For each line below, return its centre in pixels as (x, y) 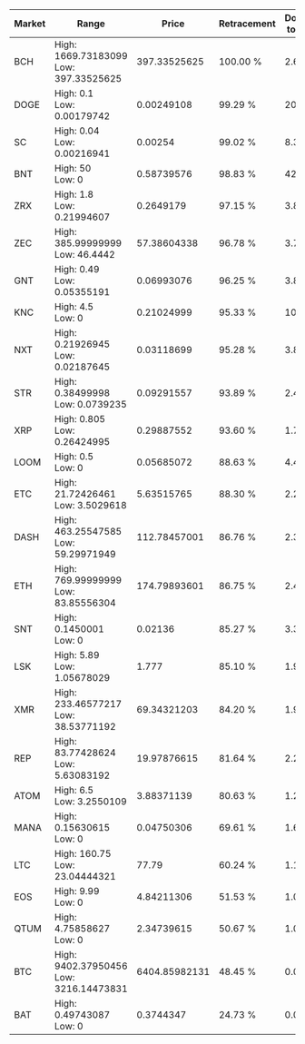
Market (30, 24)
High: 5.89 (77, 655)
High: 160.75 (83, 854)
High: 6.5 (74, 790)
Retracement (247, 24)
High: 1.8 (74, 194)
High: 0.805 (80, 419)
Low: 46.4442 (84, 255)
